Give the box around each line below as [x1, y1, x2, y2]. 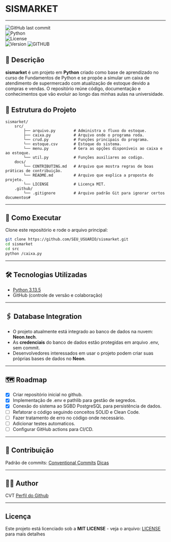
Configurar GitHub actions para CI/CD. [12, 426, 94, 432]
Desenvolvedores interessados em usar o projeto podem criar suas [12, 350, 154, 356]
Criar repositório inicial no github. [12, 392, 83, 398]
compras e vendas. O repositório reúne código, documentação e [5, 85, 141, 92]
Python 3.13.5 [12, 286, 41, 293]
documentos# [5, 195, 31, 200]
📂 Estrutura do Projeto [5, 105, 76, 115]
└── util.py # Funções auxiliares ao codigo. [23, 155, 145, 160]
